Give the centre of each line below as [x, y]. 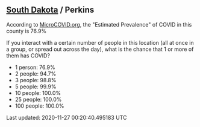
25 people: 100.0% [38, 99]
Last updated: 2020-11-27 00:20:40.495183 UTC [67, 117]
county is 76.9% [27, 31]
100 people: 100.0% [39, 106]
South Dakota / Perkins [50, 10]
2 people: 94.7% [36, 73]
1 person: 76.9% [35, 67]
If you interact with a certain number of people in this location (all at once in [100, 42]
